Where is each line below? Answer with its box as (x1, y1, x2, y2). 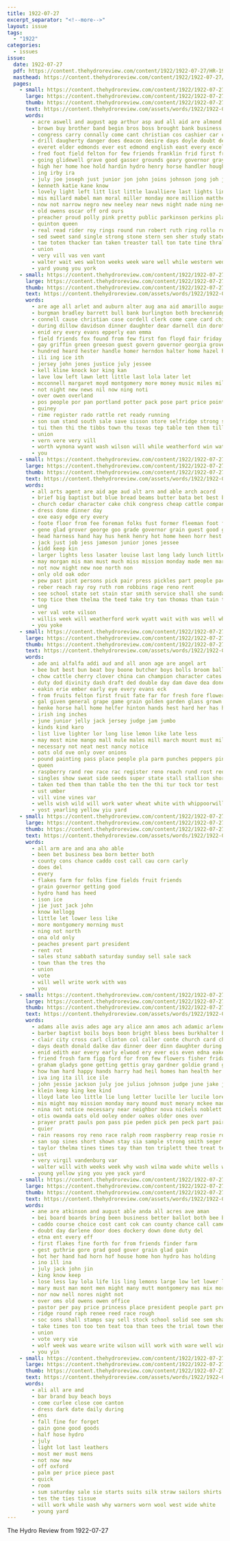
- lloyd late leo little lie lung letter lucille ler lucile (31, 1093, 210, 1100)
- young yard (31, 1507, 69, 1515)
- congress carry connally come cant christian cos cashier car (31, 131, 219, 138)
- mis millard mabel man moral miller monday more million (31, 195, 204, 202)
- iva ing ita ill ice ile (31, 1074, 109, 1081)
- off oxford (31, 1463, 69, 1470)
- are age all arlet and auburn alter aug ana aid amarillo (31, 303, 207, 311)
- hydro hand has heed (31, 889, 97, 897)
